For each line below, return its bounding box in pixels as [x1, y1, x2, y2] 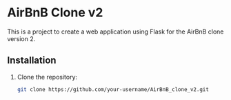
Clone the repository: [17, 73, 78, 81]
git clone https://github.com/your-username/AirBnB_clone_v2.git [17, 86, 209, 93]
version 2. [7, 34, 36, 42]
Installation [7, 55, 57, 66]
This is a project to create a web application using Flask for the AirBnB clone [7, 27, 224, 36]
